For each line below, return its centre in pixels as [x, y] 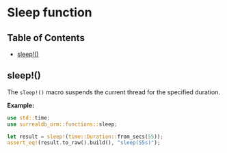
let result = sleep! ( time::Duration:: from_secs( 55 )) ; [85, 137]
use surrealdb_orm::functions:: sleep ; [62, 124]
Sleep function [50, 13]
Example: [21, 105]
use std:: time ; [29, 117]
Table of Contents [46, 38]
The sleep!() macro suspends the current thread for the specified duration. [114, 92]
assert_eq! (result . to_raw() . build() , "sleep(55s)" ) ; [84, 143]
